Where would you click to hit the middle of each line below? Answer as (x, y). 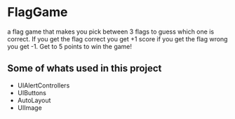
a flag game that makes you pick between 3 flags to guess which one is (111, 31)
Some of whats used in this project (85, 68)
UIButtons (32, 92)
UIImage (29, 107)
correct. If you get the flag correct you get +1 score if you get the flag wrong (117, 38)
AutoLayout (34, 100)
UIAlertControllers (43, 85)
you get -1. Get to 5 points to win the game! (69, 46)
